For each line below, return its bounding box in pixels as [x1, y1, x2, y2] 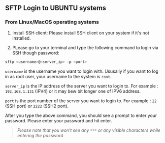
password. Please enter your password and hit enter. [5, 117, 112, 123]
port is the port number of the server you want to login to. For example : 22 [5, 98, 157, 104]
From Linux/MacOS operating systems [5, 19, 99, 26]
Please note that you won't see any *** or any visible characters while [17, 127, 161, 133]
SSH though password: [12, 50, 60, 56]
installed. [12, 35, 31, 41]
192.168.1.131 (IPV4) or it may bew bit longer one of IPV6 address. [5, 88, 141, 94]
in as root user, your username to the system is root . [5, 73, 112, 79]
